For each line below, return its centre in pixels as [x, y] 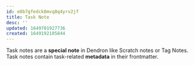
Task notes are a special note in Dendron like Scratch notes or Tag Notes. [97, 50]
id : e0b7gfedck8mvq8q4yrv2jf [43, 12]
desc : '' [17, 22]
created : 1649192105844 [36, 34]
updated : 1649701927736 [36, 28]
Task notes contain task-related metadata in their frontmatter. [82, 57]
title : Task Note [28, 17]
